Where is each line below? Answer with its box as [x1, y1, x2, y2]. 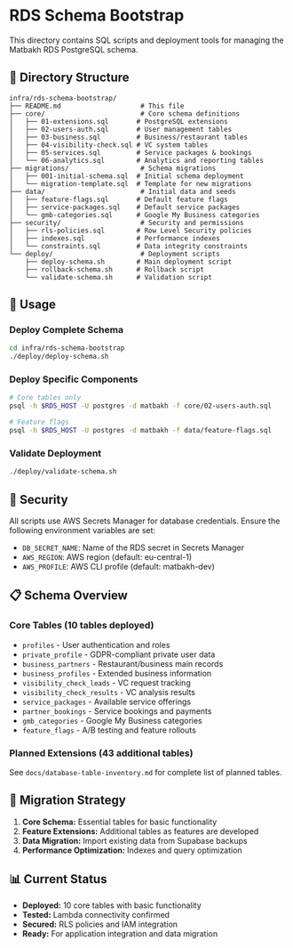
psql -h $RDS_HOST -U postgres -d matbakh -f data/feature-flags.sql [9, 426, 273, 435]
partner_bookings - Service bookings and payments [21, 705, 212, 717]
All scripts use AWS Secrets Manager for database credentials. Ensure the [9, 515, 281, 526]
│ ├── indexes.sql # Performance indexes [9, 233, 220, 243]
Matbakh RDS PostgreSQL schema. [9, 44, 139, 54]
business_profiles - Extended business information [21, 668, 212, 678]
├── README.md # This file [9, 101, 185, 110]
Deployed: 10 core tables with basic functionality [21, 900, 202, 911]
